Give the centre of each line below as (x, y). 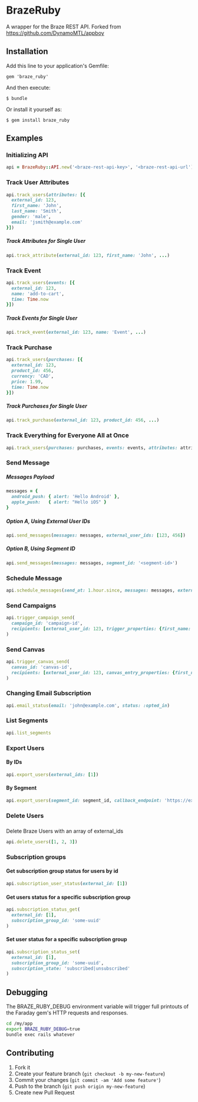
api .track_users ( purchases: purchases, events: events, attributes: (92, 448)
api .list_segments (29, 733)
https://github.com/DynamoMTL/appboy (55, 32)
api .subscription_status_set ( (43, 952)
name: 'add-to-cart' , (38, 294)
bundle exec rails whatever (41, 1035)
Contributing (30, 1053)
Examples (24, 139)
